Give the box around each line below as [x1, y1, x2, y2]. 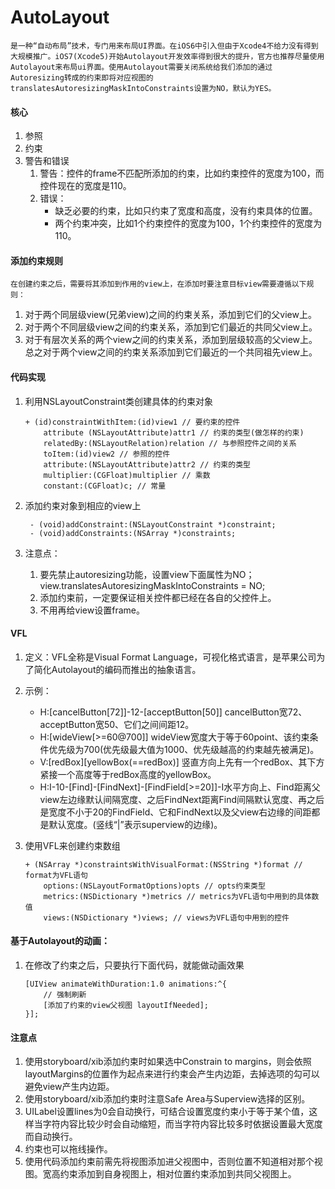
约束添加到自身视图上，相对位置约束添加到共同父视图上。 [59, 1168, 297, 1180]
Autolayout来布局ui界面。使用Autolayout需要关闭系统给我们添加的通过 [10, 62, 273, 72]
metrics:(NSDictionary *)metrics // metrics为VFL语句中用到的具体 [43, 891, 312, 901]
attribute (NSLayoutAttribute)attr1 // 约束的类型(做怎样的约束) [43, 427, 305, 438]
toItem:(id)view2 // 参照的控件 [43, 449, 171, 459]
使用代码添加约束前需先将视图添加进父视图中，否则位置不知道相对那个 [24, 1156, 315, 1168]
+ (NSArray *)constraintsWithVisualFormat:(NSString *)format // [24, 859, 303, 870]
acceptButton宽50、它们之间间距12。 [39, 718, 195, 730]
